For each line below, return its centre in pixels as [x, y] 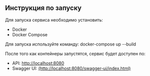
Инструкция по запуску [43, 8]
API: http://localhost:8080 [38, 63]
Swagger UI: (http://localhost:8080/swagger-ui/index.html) [71, 68]
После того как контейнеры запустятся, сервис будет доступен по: [75, 53]
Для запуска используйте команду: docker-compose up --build [71, 44]
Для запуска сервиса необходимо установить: [54, 20]
